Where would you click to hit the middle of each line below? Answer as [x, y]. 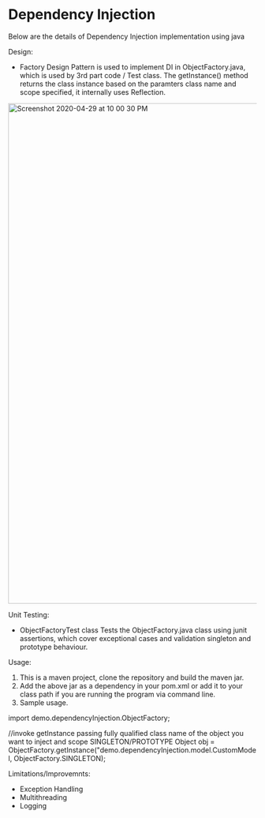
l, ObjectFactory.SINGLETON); [57, 758]
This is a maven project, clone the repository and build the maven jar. [132, 677]
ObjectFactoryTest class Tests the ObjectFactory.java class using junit [133, 630]
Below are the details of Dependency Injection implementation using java [127, 36]
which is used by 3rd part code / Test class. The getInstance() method [134, 75]
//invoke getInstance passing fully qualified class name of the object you [126, 733]
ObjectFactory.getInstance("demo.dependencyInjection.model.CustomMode [132, 750]
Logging [33, 805]
